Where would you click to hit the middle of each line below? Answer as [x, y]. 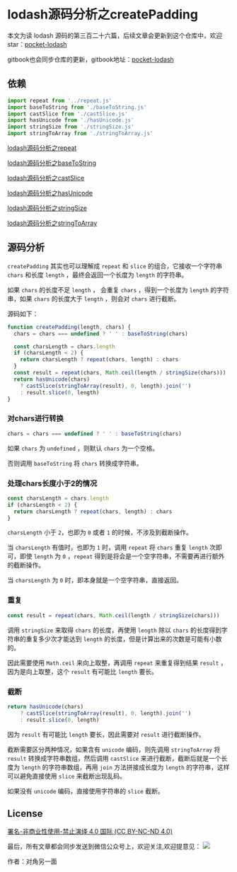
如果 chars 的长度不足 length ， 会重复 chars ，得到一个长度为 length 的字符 [118, 289]
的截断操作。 [26, 565]
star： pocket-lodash [37, 44]
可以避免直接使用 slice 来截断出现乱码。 [67, 776]
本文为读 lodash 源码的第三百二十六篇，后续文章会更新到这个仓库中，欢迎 [115, 35]
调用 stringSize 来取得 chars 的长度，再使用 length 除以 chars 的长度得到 [114, 630]
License [25, 814]
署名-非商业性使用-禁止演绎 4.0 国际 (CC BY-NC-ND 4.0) [90, 832]
